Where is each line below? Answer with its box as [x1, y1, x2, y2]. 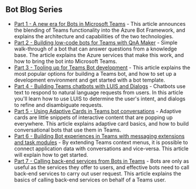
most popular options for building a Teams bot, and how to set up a [13, 70, 177, 77]
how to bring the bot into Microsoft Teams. [13, 58, 117, 65]
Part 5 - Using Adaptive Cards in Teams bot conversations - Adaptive [13, 107, 181, 114]
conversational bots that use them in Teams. [13, 126, 121, 133]
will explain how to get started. [13, 151, 89, 158]
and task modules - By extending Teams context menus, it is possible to [13, 139, 188, 146]
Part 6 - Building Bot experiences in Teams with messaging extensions [13, 132, 185, 140]
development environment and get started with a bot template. [13, 76, 165, 83]
